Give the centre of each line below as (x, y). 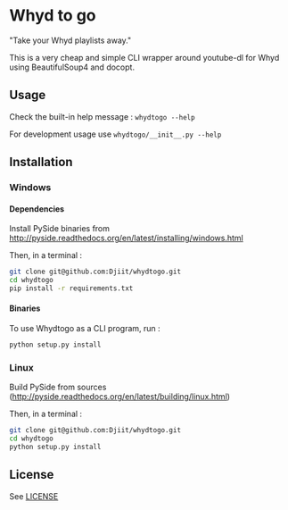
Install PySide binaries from (59, 229)
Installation (41, 162)
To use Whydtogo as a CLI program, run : (85, 329)
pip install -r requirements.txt (71, 288)
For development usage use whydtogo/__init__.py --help (115, 134)
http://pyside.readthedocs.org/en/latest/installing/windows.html (126, 238)
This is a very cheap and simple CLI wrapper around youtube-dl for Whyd (144, 57)
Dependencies (37, 209)
